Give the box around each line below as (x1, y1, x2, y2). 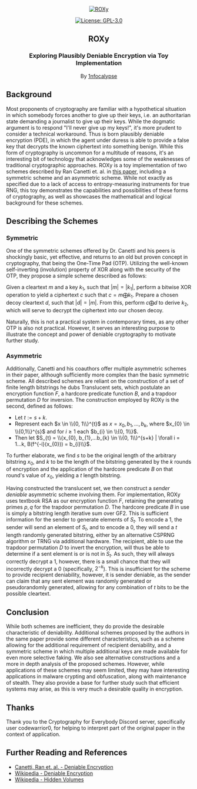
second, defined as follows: (6, 402, 74, 410)
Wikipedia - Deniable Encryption (14, 770, 94, 777)
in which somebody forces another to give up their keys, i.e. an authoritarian (6, 111, 191, 118)
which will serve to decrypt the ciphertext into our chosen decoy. (6, 306, 164, 313)
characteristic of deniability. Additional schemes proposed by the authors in (6, 629, 189, 636)
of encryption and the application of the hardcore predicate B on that (6, 466, 173, 473)
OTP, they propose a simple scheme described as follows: (6, 272, 147, 279)
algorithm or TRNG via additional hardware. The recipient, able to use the (6, 537, 183, 544)
